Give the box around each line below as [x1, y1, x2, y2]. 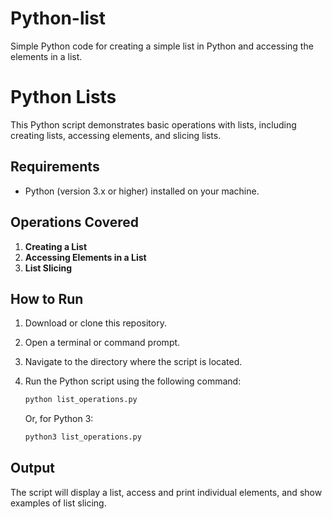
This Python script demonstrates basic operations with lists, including [10, 118, 297, 131]
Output [10, 460, 55, 477]
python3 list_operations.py [24, 432, 142, 442]
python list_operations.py [24, 395, 138, 405]
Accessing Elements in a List [24, 251, 147, 263]
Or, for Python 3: [24, 413, 94, 425]
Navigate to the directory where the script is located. [24, 356, 243, 368]
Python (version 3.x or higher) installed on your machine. [24, 185, 260, 197]
